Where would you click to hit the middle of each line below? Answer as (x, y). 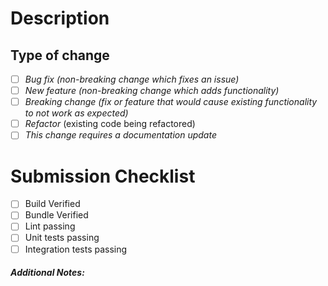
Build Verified (52, 204)
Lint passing (50, 226)
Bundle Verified (56, 215)
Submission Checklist (103, 176)
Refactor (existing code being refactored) (110, 124)
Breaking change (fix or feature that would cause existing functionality (171, 102)
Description (60, 18)
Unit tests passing (62, 238)
